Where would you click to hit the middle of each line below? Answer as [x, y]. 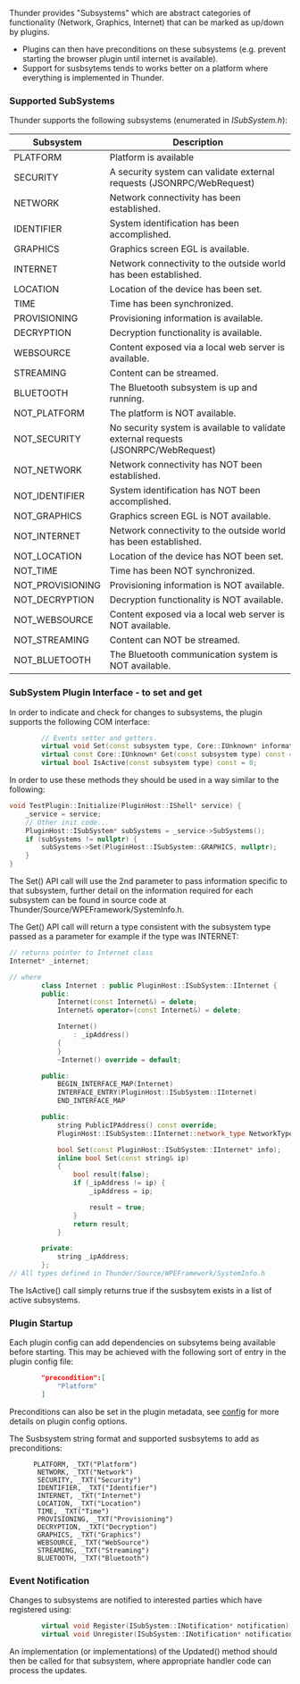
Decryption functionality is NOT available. [196, 600]
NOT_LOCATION [48, 556]
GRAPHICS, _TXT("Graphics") [89, 1535]
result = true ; [117, 1207]
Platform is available [152, 157]
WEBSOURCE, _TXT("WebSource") [93, 1542]
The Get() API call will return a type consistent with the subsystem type [140, 927]
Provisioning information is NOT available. [197, 585]
